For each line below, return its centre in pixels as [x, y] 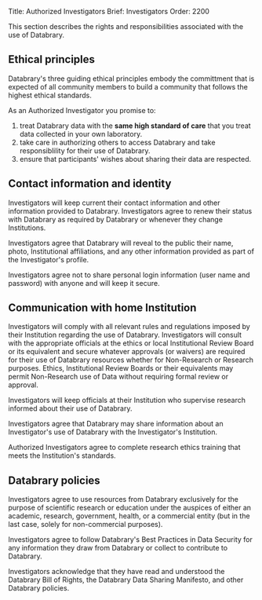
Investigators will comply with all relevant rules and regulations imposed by [129, 327]
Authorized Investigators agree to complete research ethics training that [124, 448]
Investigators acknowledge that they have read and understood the [116, 572]
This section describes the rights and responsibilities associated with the [126, 26]
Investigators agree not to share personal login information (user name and [129, 275]
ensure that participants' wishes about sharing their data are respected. [135, 159]
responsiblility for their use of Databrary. [85, 150]
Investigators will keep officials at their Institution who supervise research [127, 401]
